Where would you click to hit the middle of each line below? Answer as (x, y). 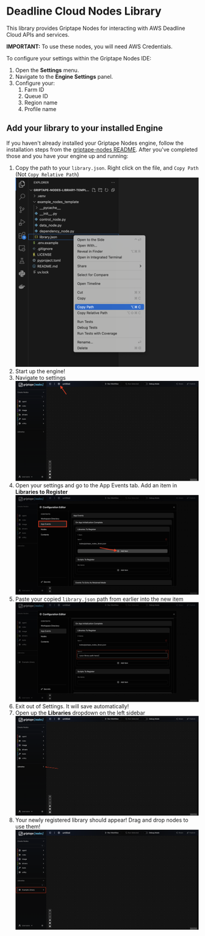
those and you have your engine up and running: (67, 156)
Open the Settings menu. (47, 70)
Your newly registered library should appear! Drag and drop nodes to (102, 820)
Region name (41, 103)
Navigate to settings (40, 378)
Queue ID (36, 96)
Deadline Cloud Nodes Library (84, 11)
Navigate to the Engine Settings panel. (64, 76)
